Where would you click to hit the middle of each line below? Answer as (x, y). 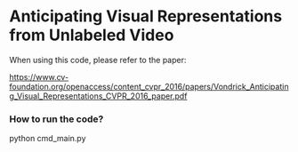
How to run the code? (56, 119)
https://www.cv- (39, 76)
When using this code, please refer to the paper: (98, 60)
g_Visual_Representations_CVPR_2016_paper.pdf (98, 96)
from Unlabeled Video (92, 35)
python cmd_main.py (48, 139)
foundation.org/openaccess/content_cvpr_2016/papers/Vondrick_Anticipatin (149, 86)
